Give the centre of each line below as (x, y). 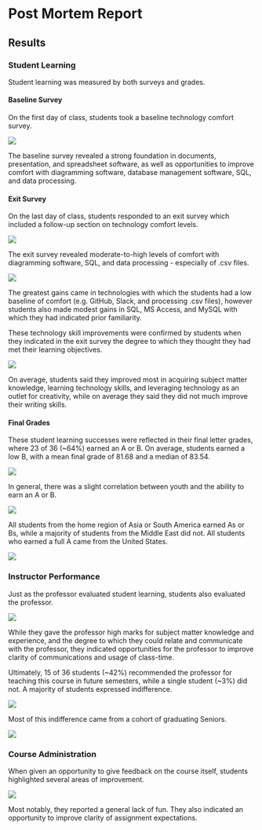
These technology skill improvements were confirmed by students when (125, 333)
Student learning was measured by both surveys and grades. (107, 82)
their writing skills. (38, 404)
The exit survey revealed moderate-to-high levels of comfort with (114, 254)
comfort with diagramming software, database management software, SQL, (130, 173)
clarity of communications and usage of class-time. (91, 657)
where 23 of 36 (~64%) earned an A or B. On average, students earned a (127, 448)
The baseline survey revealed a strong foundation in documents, (113, 156)
